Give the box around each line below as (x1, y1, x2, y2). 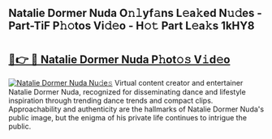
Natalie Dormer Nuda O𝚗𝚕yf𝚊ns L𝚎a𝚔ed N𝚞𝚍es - (8, 6, 262, 20)
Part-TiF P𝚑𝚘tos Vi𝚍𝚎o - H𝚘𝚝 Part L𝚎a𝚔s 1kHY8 (8, 19, 255, 33)
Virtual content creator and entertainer (114, 78, 244, 87)
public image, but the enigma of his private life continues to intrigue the (8, 113, 248, 122)
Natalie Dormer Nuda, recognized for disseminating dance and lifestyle (8, 87, 246, 96)
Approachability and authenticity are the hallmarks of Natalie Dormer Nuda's (8, 104, 265, 114)
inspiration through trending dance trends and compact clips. (8, 96, 214, 105)
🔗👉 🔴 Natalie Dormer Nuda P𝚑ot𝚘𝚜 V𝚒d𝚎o (8, 53, 231, 66)
